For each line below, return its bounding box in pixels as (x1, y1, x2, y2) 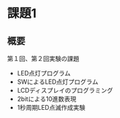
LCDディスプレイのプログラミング (16, 86, 113, 94)
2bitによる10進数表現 (16, 95, 77, 103)
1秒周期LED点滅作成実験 (16, 104, 86, 111)
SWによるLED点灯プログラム (16, 78, 99, 86)
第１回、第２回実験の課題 (7, 55, 80, 62)
